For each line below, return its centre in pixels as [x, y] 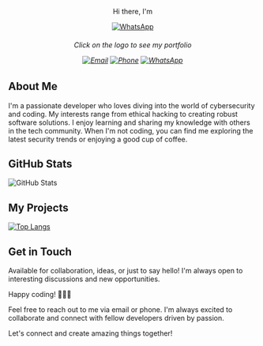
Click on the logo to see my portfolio [133, 45]
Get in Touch [40, 252]
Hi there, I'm [133, 11]
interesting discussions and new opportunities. [84, 279]
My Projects [38, 207]
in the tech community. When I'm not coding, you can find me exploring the [131, 130]
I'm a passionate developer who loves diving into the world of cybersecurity [131, 105]
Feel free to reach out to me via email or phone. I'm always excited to [120, 310]
